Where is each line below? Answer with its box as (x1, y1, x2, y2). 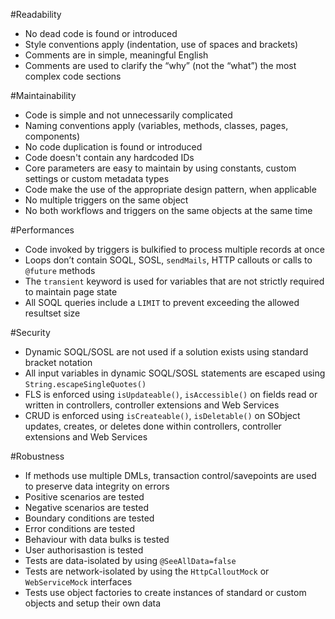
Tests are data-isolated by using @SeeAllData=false (24, 555, 237, 566)
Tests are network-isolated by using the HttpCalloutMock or (24, 565, 270, 577)
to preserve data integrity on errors (24, 480, 170, 492)
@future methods (24, 265, 96, 276)
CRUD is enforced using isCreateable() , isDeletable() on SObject (24, 410, 301, 421)
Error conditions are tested (24, 523, 136, 534)
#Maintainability (10, 90, 77, 101)
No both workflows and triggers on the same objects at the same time (24, 205, 313, 216)
